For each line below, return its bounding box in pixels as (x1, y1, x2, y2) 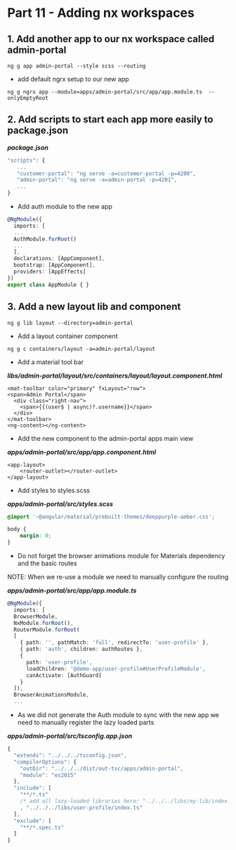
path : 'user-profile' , (25, 659, 93, 666)
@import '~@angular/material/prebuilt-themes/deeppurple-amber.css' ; (7, 513, 216, 520)
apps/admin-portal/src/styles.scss (7, 499, 114, 508)
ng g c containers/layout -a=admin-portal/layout (7, 345, 156, 352)
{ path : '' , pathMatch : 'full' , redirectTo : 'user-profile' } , (20, 639, 209, 646)
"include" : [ (13, 785, 52, 792)
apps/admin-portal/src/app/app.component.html (7, 448, 157, 456)
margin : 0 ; (20, 532, 52, 539)
